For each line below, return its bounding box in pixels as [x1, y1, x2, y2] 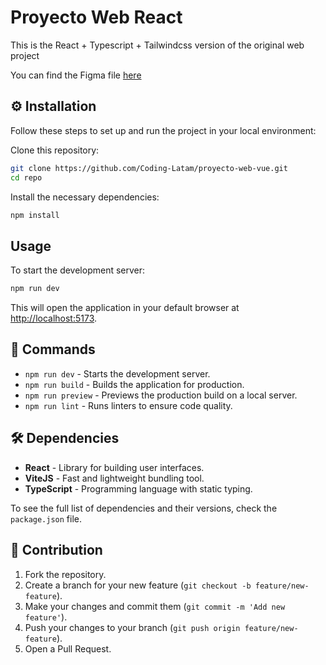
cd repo [10, 172, 43, 183]
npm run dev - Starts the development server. [24, 367, 211, 380]
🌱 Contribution [10, 542, 103, 559]
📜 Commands [10, 341, 96, 358]
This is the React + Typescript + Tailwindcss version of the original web [10, 39, 305, 51]
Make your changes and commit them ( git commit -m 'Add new [24, 600, 286, 612]
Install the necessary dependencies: [10, 191, 160, 203]
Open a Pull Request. [24, 642, 112, 655]
